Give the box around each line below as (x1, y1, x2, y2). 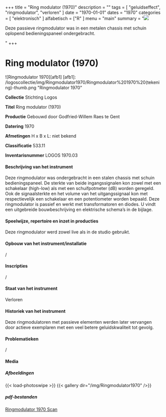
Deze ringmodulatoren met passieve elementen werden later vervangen (5, 319, 152, 325)
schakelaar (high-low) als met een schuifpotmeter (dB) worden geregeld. (5, 186, 155, 192)
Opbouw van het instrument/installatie (5, 240, 87, 246)
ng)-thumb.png (5, 84, 36, 90)
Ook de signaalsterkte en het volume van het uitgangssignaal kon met (5, 191, 148, 197)
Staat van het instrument (5, 285, 58, 291)
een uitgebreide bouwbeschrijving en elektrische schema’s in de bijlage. (5, 207, 153, 212)
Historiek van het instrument (5, 308, 66, 314)
